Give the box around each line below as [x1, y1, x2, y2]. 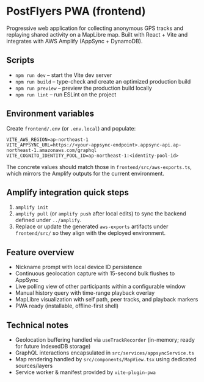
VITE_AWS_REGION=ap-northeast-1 [6, 136, 89, 143]
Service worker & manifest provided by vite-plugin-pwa [15, 369, 156, 376]
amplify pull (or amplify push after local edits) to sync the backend [15, 210, 186, 217]
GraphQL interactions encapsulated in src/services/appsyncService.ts [15, 349, 194, 356]
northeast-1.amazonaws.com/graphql [6, 147, 97, 153]
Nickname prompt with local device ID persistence [15, 264, 142, 271]
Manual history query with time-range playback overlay [15, 289, 155, 297]
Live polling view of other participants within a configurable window [15, 283, 186, 290]
